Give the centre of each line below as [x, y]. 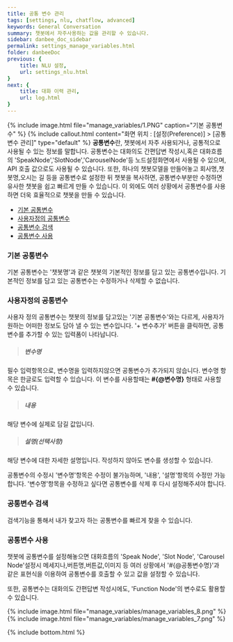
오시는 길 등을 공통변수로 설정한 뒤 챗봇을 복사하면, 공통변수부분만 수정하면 [121, 177]
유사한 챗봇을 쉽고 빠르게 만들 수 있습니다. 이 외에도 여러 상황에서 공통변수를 [110, 186]
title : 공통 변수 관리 [36, 14]
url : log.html [40, 98]
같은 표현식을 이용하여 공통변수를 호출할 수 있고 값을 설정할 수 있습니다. [104, 574]
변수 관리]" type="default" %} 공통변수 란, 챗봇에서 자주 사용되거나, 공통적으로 [114, 142]
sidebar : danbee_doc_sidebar [49, 40]
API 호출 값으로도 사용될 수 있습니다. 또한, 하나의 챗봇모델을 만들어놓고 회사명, [113, 169]
